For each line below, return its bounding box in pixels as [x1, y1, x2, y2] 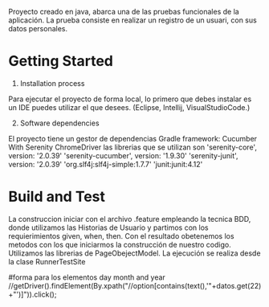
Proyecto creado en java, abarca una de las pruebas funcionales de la [8, 7, 239, 16]
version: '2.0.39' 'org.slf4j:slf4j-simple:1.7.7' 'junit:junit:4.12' [8, 159, 203, 169]
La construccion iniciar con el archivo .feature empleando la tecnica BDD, [8, 214, 251, 223]
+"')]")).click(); [8, 289, 57, 299]
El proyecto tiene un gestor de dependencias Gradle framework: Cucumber [8, 133, 258, 143]
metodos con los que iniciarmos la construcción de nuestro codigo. [8, 239, 231, 249]
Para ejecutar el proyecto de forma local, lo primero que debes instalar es [8, 94, 252, 104]
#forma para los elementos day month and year [8, 272, 166, 282]
